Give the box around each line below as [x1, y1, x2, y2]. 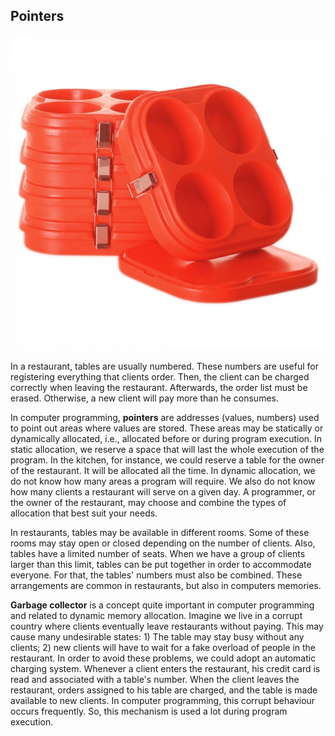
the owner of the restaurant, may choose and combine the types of [10, 496, 287, 508]
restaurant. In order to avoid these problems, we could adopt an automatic [10, 652, 317, 664]
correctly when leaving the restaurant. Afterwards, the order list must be [10, 381, 308, 393]
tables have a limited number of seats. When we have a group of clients [10, 547, 306, 559]
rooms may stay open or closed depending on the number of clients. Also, [10, 537, 316, 549]
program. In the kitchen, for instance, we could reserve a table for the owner [10, 454, 325, 466]
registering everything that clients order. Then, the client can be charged [10, 370, 310, 383]
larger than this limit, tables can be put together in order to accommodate [10, 558, 312, 570]
